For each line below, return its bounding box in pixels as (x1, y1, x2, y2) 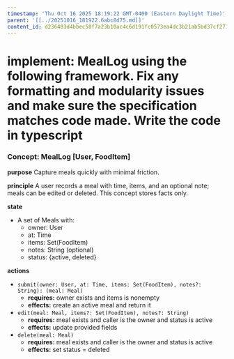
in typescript (7, 127, 83, 143)
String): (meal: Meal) (17, 287, 84, 294)
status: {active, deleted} (27, 252, 97, 261)
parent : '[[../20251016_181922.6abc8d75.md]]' (7, 17, 145, 24)
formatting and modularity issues (7, 83, 205, 98)
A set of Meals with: (17, 215, 75, 224)
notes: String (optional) (27, 245, 94, 254)
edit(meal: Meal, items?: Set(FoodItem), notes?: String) (17, 310, 189, 316)
